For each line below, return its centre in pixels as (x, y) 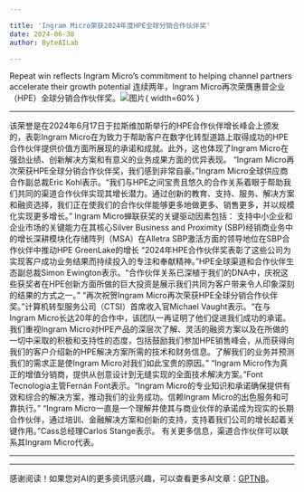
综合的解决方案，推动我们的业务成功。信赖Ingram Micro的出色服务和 (153, 397)
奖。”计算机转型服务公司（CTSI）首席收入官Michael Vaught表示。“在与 (140, 307)
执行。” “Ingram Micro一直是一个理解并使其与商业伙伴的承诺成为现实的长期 (155, 409)
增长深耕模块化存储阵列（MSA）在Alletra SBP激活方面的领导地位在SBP (149, 239)
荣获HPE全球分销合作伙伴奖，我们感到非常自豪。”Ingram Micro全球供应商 (152, 171)
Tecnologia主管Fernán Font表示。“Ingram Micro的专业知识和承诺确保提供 (146, 386)
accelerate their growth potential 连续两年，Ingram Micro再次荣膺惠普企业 (147, 87)
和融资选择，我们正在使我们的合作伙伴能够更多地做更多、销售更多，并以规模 (152, 205)
